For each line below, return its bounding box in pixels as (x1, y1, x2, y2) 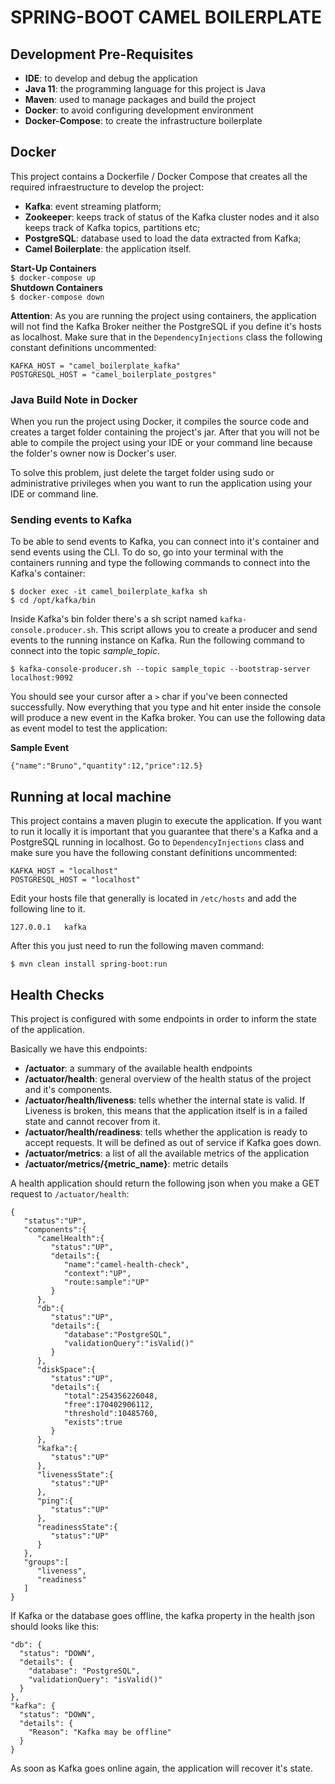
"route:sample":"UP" (63, 1277, 150, 1288)
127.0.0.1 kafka (10, 922, 87, 933)
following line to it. (10, 903, 86, 915)
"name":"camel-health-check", (63, 1260, 190, 1270)
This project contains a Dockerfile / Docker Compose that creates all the (10, 170, 308, 182)
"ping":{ (36, 1496, 74, 1506)
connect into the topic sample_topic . (10, 645, 161, 657)
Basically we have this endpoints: (10, 1043, 148, 1055)
